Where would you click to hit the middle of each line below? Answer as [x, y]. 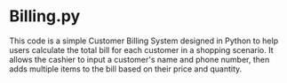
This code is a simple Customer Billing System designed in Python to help [143, 41]
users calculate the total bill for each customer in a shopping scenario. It [141, 49]
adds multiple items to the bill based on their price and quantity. [126, 69]
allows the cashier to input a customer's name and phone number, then [140, 59]
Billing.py [45, 16]
